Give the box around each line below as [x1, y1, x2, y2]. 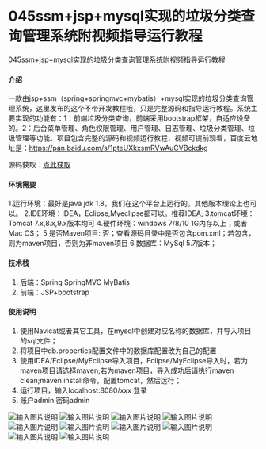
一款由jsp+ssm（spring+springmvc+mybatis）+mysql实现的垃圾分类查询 [8, 94, 247, 103]
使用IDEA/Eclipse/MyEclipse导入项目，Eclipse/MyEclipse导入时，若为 [19, 355, 248, 365]
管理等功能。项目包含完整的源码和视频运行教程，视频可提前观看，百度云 [14, 133, 251, 143]
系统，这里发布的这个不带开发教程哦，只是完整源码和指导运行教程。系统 [14, 104, 251, 113]
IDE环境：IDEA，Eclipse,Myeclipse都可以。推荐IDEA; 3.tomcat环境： [30, 209, 255, 218]
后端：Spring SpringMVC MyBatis [19, 277, 131, 286]
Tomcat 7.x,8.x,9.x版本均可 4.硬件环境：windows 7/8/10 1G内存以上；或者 [8, 219, 248, 228]
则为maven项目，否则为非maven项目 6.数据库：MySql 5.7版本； [8, 239, 218, 248]
